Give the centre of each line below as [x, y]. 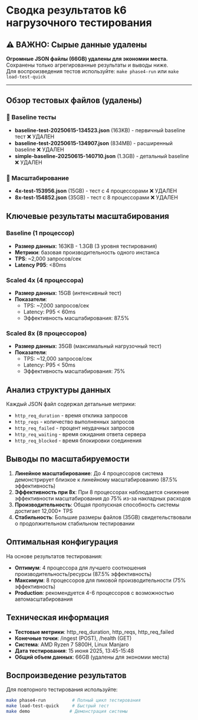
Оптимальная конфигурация [62, 542]
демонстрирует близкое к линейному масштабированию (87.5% [96, 479]
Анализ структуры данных [58, 390]
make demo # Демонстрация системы [67, 712]
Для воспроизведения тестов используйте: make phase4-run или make [93, 71]
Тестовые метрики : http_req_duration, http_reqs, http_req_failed [94, 631]
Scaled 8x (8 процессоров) [47, 333]
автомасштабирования [44, 599]
